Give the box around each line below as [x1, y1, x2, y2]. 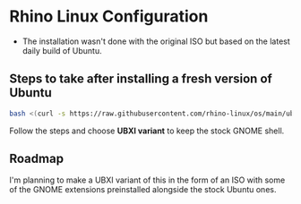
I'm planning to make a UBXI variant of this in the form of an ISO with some [9, 174, 286, 185]
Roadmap [9, 151, 64, 166]
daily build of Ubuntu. [21, 45, 102, 55]
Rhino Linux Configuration [9, 6, 209, 27]
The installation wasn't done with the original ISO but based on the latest [21, 36, 291, 47]
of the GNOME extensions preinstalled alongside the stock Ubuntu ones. [9, 184, 277, 195]
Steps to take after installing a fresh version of [9, 72, 273, 87]
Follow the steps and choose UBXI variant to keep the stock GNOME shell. [9, 125, 285, 136]
